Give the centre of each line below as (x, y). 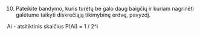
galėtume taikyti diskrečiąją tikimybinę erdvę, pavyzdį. (83, 15)
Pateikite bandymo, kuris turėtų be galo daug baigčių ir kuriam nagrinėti (105, 9)
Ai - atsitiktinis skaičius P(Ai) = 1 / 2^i (53, 26)
